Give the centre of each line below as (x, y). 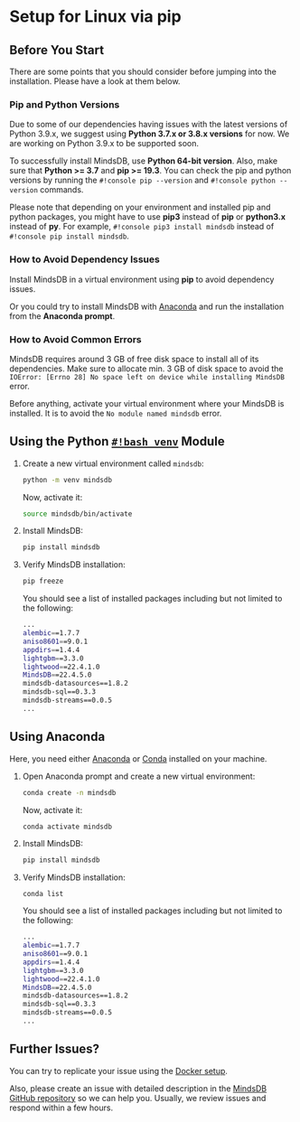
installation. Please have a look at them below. (95, 81)
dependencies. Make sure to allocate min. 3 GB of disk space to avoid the (146, 369)
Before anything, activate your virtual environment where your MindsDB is (147, 403)
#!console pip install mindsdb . (69, 236)
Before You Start (57, 50)
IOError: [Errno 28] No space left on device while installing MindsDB (147, 377)
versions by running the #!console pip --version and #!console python (142, 180)
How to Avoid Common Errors (75, 339)
